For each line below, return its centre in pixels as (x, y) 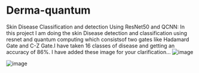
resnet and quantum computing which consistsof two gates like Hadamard (98, 39)
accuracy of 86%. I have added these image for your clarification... (89, 52)
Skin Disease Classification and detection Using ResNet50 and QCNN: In (96, 27)
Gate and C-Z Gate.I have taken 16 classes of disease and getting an (91, 46)
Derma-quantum (48, 10)
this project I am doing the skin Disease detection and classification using (97, 33)
